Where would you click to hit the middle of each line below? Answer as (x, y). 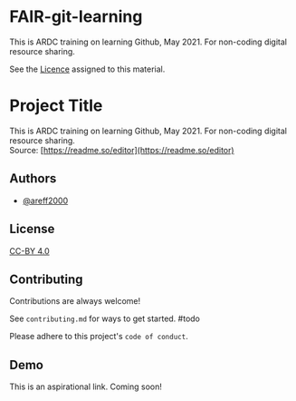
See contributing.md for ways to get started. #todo (105, 318)
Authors (33, 179)
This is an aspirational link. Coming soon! (86, 386)
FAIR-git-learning (76, 17)
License (32, 229)
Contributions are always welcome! (75, 301)
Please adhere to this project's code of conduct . (99, 337)
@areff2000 (45, 200)
